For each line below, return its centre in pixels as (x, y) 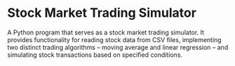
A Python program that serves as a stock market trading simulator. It (106, 32)
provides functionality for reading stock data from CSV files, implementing (115, 39)
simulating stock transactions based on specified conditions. (95, 55)
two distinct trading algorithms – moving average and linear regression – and (118, 47)
